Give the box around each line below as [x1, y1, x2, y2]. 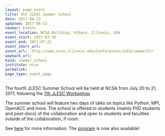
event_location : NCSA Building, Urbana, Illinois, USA [5, 30, 121, 35]
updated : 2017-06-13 [5, 21, 48, 26]
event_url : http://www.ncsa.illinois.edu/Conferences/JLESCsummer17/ [5, 48, 154, 53]
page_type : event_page [5, 72, 52, 77]
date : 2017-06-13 [5, 16, 41, 21]
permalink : [5, 67, 28, 72]
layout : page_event [5, 7, 45, 12]
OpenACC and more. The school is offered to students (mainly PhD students [5, 105, 161, 111]
